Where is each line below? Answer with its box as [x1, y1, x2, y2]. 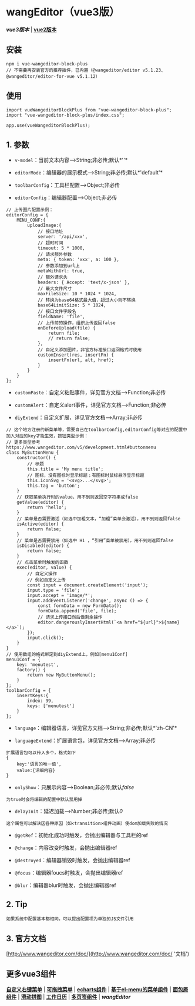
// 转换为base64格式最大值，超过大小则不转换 [37, 297, 136, 304]
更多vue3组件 [6, 969, 56, 979]
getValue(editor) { [16, 499, 65, 506]
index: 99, [27, 698, 54, 704]
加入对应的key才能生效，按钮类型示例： [6, 433, 89, 439]
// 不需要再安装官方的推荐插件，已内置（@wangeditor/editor [6, 67, 140, 73]
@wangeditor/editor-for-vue [6, 73, 75, 80]
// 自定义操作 [27, 571, 58, 577]
